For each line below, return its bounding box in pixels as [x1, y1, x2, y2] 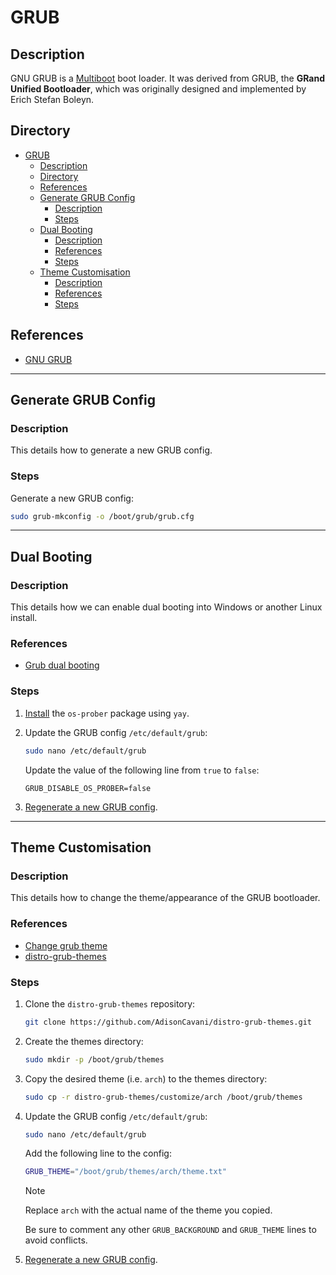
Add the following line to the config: [24, 1147, 172, 1160]
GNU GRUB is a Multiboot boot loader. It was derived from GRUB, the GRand [10, 72, 325, 84]
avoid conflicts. [24, 1234, 88, 1246]
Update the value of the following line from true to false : [24, 764, 260, 776]
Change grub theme [24, 939, 108, 951]
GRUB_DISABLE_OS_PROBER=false [24, 783, 152, 793]
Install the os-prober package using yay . [24, 707, 190, 719]
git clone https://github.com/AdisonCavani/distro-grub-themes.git [24, 1017, 312, 1027]
